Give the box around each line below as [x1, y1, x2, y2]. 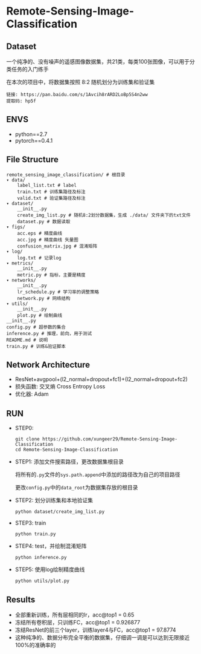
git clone [14, 436, 40, 442]
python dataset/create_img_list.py [14, 509, 105, 515]
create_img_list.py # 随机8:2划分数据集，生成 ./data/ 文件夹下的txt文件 [17, 212, 191, 218]
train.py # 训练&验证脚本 [6, 343, 66, 349]
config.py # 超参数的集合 [6, 324, 66, 330]
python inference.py [14, 555, 67, 561]
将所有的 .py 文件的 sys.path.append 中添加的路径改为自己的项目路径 [14, 471, 180, 479]
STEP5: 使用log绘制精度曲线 [14, 566, 85, 573]
